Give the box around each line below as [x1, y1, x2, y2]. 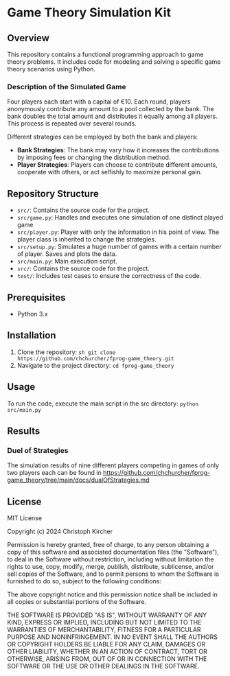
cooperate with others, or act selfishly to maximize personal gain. [16, 168, 203, 176]
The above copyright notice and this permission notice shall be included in [7, 590, 218, 598]
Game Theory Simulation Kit [7, 5, 172, 21]
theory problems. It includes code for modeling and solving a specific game [7, 58, 221, 66]
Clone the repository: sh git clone [16, 348, 116, 356]
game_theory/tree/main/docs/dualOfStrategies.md [7, 476, 150, 485]
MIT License [7, 514, 43, 522]
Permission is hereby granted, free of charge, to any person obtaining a [7, 541, 209, 549]
